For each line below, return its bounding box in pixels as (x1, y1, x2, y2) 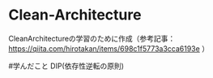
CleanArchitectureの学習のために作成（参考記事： (8, 33, 176, 43)
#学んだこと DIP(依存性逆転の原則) (8, 61, 124, 71)
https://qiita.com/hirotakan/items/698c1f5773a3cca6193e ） (8, 43, 209, 54)
